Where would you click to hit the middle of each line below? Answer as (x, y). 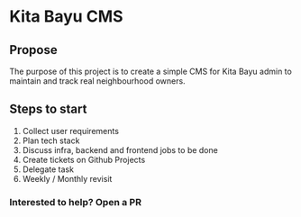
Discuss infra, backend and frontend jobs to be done (120, 149)
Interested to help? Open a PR (76, 202)
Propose (33, 50)
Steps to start (48, 109)
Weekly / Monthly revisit (67, 178)
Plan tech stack (51, 140)
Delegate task (48, 169)
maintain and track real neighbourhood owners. (98, 81)
